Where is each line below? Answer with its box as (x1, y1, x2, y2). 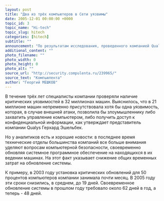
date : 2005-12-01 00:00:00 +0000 (5, 16, 73, 21)
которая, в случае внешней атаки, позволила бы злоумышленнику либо (5, 109, 156, 115)
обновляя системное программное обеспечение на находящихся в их (5, 150, 153, 156)
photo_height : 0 (5, 62, 38, 67)
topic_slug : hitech (5, 30, 45, 35)
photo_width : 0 (5, 57, 36, 62)
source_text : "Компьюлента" (5, 75, 62, 80)
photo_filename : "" (5, 52, 45, 58)
